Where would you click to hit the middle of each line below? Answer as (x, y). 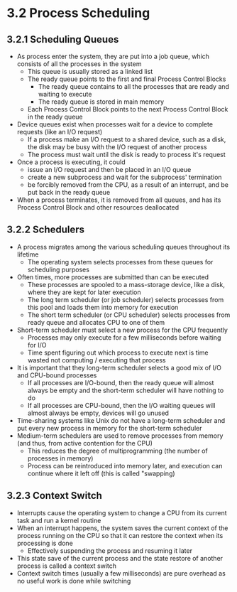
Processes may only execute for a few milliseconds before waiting (124, 337)
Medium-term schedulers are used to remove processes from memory (120, 436)
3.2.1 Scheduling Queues (63, 39)
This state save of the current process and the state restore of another (120, 558)
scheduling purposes (59, 269)
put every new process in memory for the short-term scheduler (109, 428)
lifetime (28, 254)
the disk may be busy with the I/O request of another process (117, 147)
